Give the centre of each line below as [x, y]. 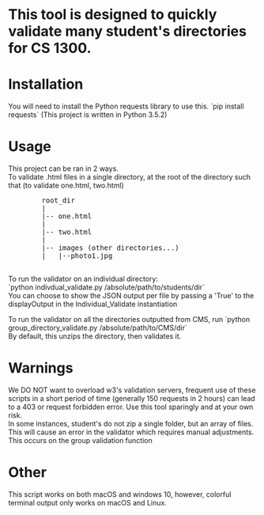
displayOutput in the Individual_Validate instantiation [93, 304]
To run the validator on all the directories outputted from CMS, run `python [129, 320]
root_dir [58, 201]
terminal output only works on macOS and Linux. [88, 502]
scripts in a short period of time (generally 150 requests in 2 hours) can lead [132, 398]
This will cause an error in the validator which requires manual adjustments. [131, 432]
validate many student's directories [128, 31]
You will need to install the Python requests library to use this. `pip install [126, 106]
